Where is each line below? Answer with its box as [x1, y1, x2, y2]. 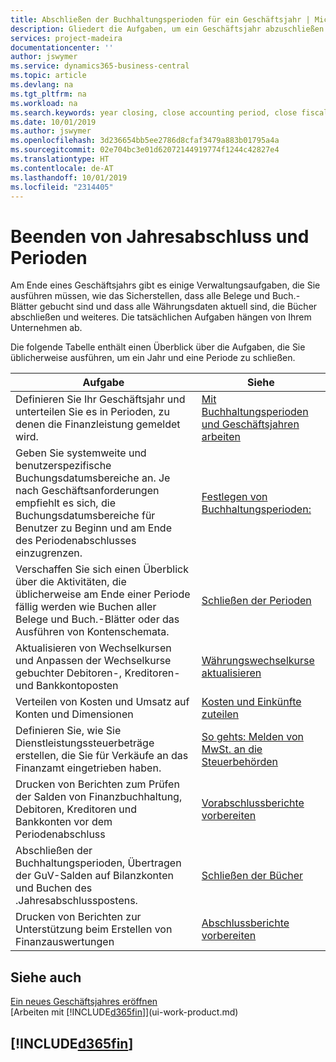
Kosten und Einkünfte [201, 695, 302, 709]
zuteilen [201, 707, 240, 721]
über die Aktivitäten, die [15, 575, 127, 589]
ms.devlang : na [10, 80, 74, 90]
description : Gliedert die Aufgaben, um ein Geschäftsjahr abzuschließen [10, 24, 325, 34]
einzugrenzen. [15, 546, 83, 560]
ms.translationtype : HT [10, 154, 110, 164]
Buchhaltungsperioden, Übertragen [15, 856, 182, 870]
